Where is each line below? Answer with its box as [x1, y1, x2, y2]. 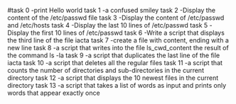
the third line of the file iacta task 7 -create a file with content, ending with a [7, 36, 229, 45]
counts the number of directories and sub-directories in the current [7, 67, 205, 74]
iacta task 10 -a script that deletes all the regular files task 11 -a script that [7, 59, 222, 67]
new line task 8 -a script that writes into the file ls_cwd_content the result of [7, 44, 229, 52]
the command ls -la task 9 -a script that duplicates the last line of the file [7, 51, 220, 59]
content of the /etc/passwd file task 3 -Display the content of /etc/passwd [7, 13, 225, 22]
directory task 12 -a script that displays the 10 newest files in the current [7, 74, 219, 82]
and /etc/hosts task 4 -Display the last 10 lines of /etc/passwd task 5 [7, 21, 208, 29]
